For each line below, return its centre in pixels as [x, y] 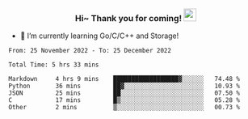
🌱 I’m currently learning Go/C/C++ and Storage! [99, 36]
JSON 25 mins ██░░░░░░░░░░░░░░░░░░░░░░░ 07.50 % [124, 93]
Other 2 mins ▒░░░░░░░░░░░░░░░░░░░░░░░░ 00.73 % [124, 108]
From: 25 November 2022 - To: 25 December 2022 [90, 51]
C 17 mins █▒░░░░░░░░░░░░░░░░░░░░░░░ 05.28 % [124, 100]
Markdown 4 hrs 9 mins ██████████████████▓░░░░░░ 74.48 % [124, 79]
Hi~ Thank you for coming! [128, 18]
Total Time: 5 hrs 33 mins [54, 65]
